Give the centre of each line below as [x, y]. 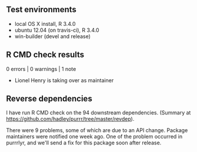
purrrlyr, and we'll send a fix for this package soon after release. [84, 143]
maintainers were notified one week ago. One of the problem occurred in [94, 137]
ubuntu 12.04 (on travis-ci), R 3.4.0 [57, 30]
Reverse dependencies [49, 99]
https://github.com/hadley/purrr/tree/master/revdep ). [70, 119]
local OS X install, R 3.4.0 [45, 23]
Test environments [41, 10]
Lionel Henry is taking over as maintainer [64, 80]
